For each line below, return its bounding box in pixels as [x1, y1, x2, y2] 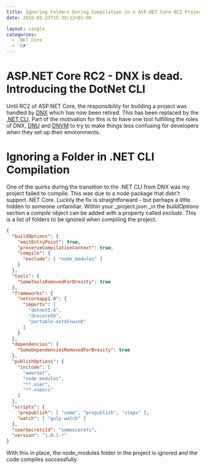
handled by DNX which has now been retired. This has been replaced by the [6, 108, 199, 116]
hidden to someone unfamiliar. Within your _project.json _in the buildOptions [6, 203, 199, 210]
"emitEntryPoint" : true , [17, 239, 81, 245]
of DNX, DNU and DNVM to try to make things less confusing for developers [6, 122, 199, 129]
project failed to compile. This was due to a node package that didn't [6, 189, 180, 197]
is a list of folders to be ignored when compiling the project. [6, 216, 157, 223]
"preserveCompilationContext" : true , [17, 244, 114, 251]
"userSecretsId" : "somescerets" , [12, 427, 97, 433]
